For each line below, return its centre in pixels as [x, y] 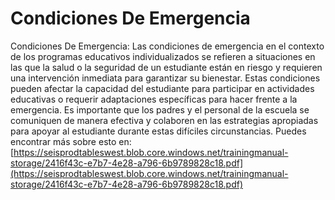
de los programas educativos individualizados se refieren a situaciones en [163, 56]
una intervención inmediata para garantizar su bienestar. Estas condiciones [165, 78]
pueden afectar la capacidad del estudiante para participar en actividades [162, 88]
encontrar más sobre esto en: [71, 141]
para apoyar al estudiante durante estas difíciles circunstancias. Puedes [158, 131]
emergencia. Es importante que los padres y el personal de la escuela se [160, 109]
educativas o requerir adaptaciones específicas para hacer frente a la [154, 99]
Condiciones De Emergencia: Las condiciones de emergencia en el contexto [167, 46]
